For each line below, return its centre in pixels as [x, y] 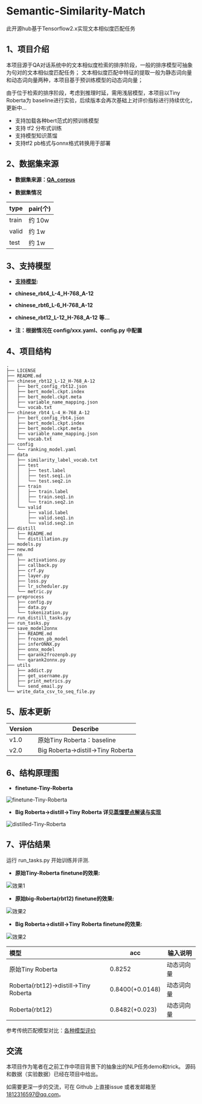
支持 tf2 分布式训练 [38, 128]
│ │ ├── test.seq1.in [38, 476]
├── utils [19, 666]
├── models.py [24, 544]
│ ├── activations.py [36, 560]
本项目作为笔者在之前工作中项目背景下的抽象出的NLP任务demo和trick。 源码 [101, 1067]
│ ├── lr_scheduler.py [37, 587]
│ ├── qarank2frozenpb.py [41, 655]
